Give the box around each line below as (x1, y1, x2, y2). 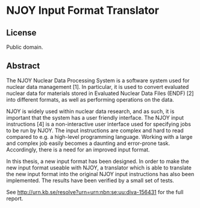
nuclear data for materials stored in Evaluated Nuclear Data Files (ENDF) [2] (6, 90, 194, 97)
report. (6, 195, 23, 202)
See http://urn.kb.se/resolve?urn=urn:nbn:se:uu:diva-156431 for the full (6, 188, 184, 195)
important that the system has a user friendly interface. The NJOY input (6, 114, 184, 121)
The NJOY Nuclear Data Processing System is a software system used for (6, 76, 190, 84)
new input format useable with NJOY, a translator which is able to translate (6, 164, 192, 171)
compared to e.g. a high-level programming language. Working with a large (6, 133, 193, 140)
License (6, 28, 37, 38)
